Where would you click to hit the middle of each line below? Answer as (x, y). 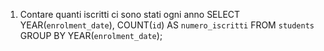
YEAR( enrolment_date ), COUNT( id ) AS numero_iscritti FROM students (167, 25)
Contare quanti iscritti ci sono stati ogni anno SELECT (130, 14)
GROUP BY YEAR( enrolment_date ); (91, 35)
